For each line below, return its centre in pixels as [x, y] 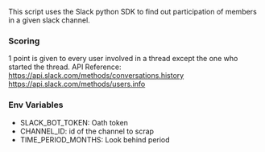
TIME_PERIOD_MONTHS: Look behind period [95, 139]
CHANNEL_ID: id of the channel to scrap [87, 131]
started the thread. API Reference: [65, 67]
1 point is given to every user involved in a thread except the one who [123, 59]
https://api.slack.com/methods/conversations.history [96, 76]
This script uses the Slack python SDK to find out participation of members [133, 12]
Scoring [24, 41]
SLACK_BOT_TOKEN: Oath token [74, 122]
